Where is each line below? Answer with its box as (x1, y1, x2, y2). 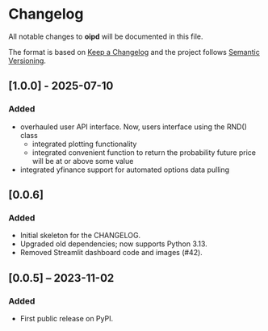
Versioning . (8, 56, 47, 65)
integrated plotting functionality (31, 139, 137, 149)
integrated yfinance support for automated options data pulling (19, 165, 230, 174)
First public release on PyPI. (19, 314, 114, 323)
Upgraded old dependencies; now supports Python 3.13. (19, 239, 207, 249)
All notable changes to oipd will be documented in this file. (8, 31, 203, 41)
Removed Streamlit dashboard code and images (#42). (19, 248, 203, 258)
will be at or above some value (31, 156, 134, 165)
